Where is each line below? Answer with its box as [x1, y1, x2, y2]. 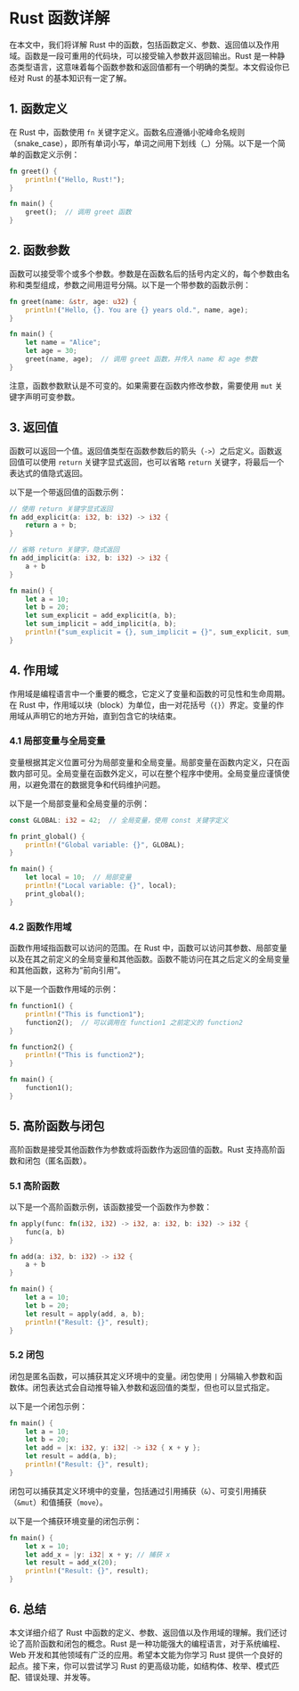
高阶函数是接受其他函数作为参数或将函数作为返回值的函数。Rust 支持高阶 [9, 1144, 278, 1154]
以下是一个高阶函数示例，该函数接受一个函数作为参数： [9, 1201, 212, 1212]
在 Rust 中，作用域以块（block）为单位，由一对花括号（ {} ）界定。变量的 [9, 699, 277, 710]
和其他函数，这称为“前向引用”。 [9, 965, 126, 976]
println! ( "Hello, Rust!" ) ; [25, 175, 125, 184]
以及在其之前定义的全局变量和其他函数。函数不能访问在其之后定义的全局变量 [9, 954, 290, 965]
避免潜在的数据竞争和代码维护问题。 [32, 779, 166, 790]
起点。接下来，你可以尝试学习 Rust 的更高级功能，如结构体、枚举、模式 [9, 1660, 272, 1671]
